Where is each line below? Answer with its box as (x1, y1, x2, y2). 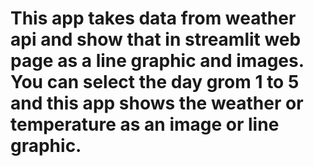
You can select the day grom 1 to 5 (10, 71, 300, 94)
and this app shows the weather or (10, 92, 304, 115)
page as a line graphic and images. (10, 50, 305, 72)
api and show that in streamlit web (10, 28, 302, 51)
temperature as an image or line (10, 113, 280, 136)
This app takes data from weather (10, 7, 297, 30)
